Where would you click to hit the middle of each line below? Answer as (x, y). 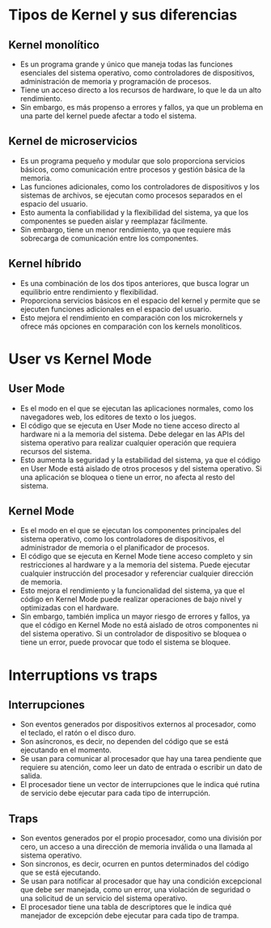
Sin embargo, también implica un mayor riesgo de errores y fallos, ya (135, 616)
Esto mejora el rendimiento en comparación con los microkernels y (131, 317)
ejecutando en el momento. (66, 750)
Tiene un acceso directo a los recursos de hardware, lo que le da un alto (140, 90)
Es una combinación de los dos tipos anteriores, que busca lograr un (134, 283)
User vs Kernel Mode (80, 359)
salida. (31, 776)
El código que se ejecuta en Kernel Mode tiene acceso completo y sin (136, 556)
